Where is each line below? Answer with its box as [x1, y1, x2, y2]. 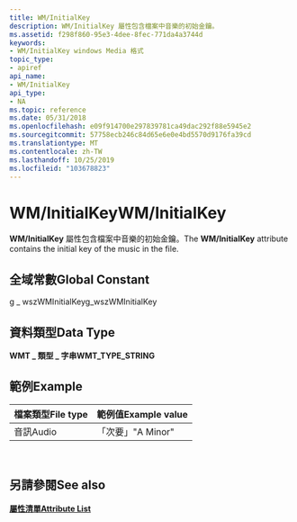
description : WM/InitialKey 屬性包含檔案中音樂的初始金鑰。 [9, 22, 219, 31]
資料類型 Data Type [9, 325, 115, 340]
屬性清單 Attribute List [9, 503, 92, 514]
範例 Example [9, 379, 83, 394]
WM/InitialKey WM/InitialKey [9, 202, 227, 223]
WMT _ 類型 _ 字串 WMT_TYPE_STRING [9, 350, 156, 361]
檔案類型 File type [13, 408, 88, 420]
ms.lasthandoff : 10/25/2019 [9, 155, 115, 165]
